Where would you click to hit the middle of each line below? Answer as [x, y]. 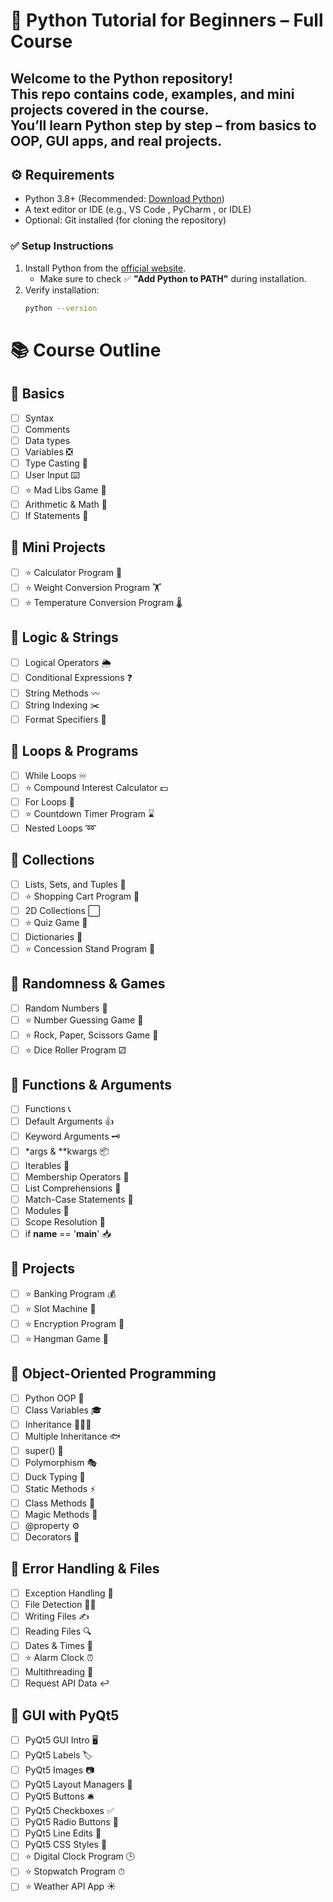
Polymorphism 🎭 [61, 1462]
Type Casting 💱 [56, 463]
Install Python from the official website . [105, 268]
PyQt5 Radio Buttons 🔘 [71, 1822]
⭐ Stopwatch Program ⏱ [74, 1871]
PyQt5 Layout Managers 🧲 [78, 1784]
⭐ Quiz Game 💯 [56, 922]
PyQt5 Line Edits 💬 [63, 1833]
